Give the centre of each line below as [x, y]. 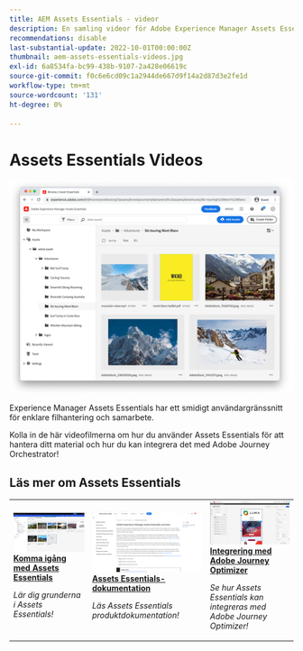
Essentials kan [237, 597]
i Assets [28, 605]
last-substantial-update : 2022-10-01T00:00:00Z [101, 48]
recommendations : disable [58, 38]
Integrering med [241, 551]
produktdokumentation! [135, 615]
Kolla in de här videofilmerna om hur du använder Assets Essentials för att [147, 435]
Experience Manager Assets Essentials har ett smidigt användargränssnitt [146, 408]
